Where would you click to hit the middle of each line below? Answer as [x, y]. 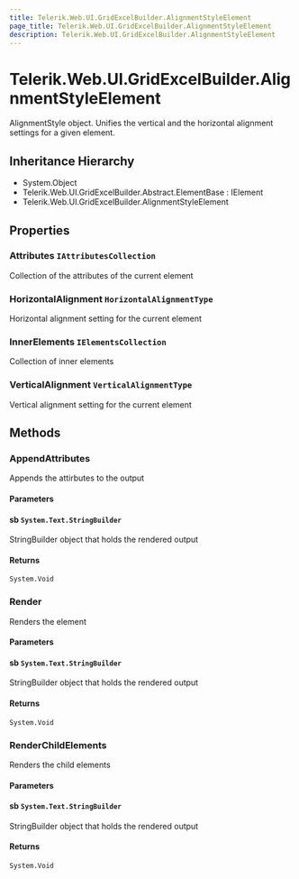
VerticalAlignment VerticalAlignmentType [101, 385]
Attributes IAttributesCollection [82, 256]
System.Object [50, 183]
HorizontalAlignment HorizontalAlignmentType [111, 298]
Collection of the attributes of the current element [101, 275]
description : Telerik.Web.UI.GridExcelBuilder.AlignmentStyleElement [143, 34]
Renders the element [48, 621]
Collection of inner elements [62, 362]
